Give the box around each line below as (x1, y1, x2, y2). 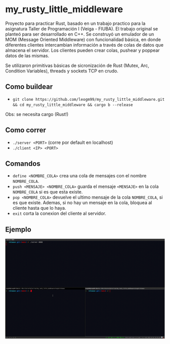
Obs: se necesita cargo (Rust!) (5, 111, 69, 117)
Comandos (5, 159, 40, 168)
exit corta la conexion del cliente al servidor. (12, 210, 106, 216)
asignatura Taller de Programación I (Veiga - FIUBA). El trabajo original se (5, 25, 158, 31)
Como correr (5, 126, 47, 135)
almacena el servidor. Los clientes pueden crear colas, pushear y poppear (5, 47, 160, 53)
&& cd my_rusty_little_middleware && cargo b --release (12, 102, 133, 107)
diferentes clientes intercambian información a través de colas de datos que (5, 42, 163, 48)
